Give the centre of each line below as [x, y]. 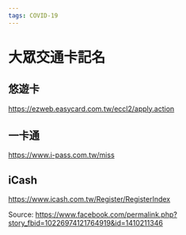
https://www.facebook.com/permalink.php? [106, 214]
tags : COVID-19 [33, 15]
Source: [21, 214]
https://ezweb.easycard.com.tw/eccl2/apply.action [91, 109]
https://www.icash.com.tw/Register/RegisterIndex [89, 199]
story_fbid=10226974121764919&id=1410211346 [86, 223]
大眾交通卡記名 [57, 57]
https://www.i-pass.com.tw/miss [61, 155]
